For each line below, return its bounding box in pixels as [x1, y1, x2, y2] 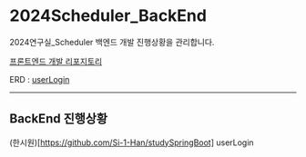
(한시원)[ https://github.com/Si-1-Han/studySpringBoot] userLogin [9, 137, 254, 148]
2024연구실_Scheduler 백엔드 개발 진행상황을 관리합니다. [9, 36, 215, 47]
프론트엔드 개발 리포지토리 [9, 55, 103, 66]
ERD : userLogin [9, 74, 70, 84]
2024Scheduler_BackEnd [9, 5, 208, 26]
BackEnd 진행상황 [9, 111, 107, 127]
